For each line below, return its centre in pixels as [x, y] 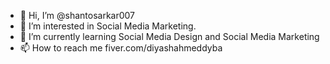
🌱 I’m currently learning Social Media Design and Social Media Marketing [169, 36]
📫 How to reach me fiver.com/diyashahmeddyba [121, 48]
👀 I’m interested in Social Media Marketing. [108, 26]
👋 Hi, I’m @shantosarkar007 [77, 15]
